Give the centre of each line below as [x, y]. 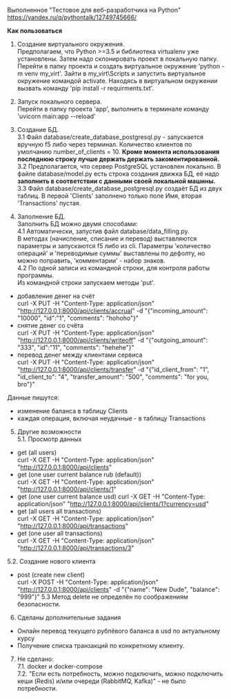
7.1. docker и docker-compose [60, 666]
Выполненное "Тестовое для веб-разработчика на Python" [94, 10]
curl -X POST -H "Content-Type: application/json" [88, 582]
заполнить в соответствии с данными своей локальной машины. [116, 181]
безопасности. [39, 604]
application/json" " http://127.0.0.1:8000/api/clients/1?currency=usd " [113, 504]
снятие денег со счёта [50, 325]
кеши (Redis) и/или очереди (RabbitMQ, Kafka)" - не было [101, 681]
